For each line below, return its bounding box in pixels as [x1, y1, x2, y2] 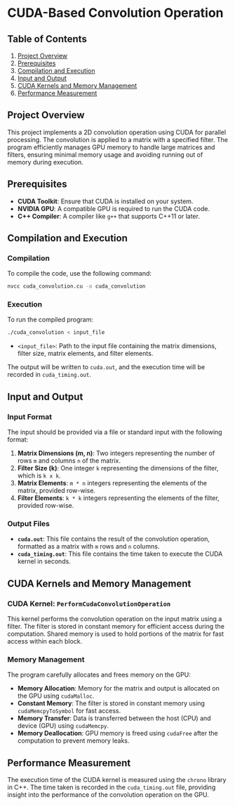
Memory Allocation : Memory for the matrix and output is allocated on [17, 684, 220, 693]
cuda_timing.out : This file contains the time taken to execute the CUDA [17, 550, 223, 558]
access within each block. [7, 637, 83, 646]
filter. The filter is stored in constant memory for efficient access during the [7, 622, 224, 631]
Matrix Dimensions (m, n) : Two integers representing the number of [17, 449, 215, 458]
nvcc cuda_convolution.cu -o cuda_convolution [7, 283, 146, 290]
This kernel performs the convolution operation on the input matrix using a [7, 615, 222, 623]
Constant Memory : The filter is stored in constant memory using [17, 699, 206, 708]
